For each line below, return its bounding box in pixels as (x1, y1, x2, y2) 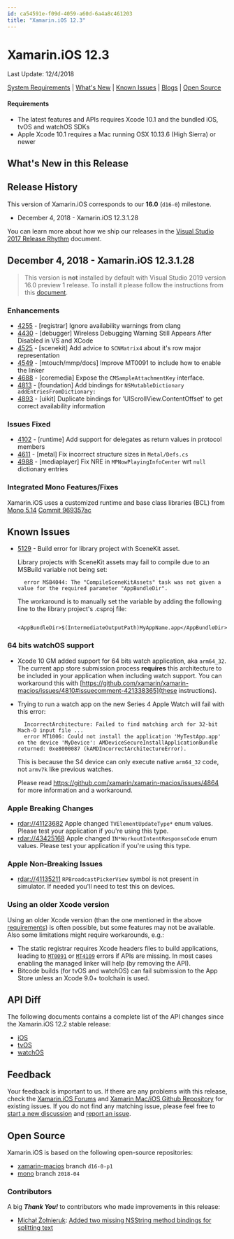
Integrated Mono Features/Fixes (7, 482, 119, 492)
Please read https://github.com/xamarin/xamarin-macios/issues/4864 (17, 778, 219, 787)
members (17, 443, 45, 451)
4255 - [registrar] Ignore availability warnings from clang (17, 321, 182, 329)
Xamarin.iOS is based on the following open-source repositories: (7, 1148, 193, 1156)
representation (17, 351, 60, 359)
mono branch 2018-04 (17, 1169, 80, 1177)
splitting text (17, 1224, 54, 1232)
